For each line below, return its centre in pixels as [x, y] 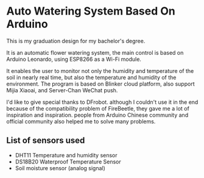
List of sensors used [46, 141]
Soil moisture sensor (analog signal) [60, 168]
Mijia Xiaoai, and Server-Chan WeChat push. [62, 90]
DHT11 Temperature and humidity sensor [66, 155]
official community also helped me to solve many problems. [81, 121]
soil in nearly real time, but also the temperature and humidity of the [91, 77]
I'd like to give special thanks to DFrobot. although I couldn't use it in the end [102, 102]
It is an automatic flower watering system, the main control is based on [95, 52]
